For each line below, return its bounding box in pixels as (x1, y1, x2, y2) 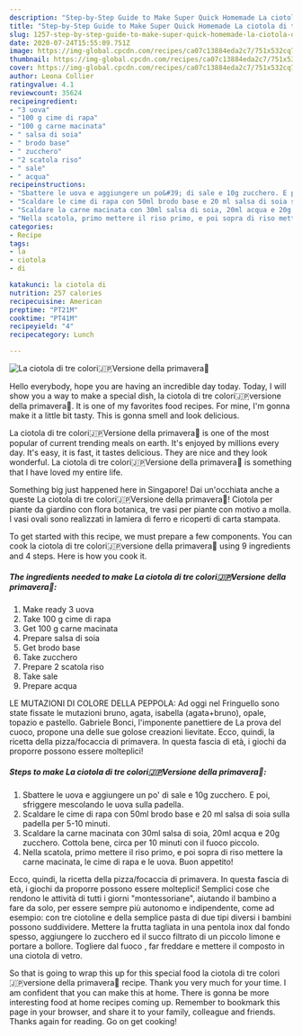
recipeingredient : (9, 96, 78, 106)
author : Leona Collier (9, 72, 94, 81)
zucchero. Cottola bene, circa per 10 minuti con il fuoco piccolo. (22, 837, 260, 848)
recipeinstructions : (9, 181, 87, 190)
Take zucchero (22, 651, 78, 662)
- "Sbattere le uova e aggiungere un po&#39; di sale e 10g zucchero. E (9, 189, 288, 198)
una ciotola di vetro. (9, 950, 83, 960)
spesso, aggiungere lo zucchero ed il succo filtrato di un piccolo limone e (9, 931, 281, 942)
